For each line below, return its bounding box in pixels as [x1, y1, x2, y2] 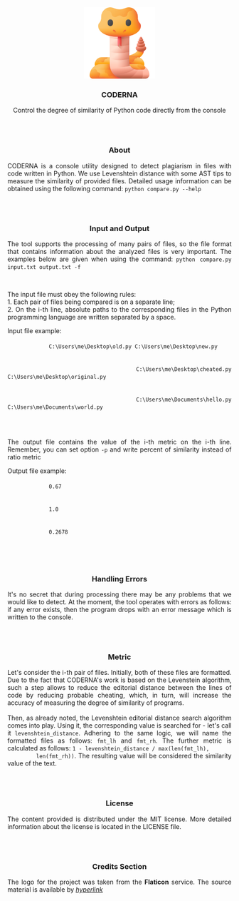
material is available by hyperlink [7, 885, 103, 894]
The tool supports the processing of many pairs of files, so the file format [7, 239, 232, 248]
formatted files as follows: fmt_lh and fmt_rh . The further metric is [7, 736, 232, 745]
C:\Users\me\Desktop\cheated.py [136, 365, 232, 373]
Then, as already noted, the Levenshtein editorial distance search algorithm [7, 713, 232, 723]
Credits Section [92, 861, 147, 871]
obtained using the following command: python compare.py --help [7, 184, 201, 193]
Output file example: [7, 467, 67, 475]
